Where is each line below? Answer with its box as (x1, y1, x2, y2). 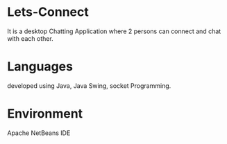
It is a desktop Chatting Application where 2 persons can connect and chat (7, 27, 221, 35)
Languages (7, 59, 73, 75)
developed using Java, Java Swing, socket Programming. (7, 81, 171, 90)
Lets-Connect (7, 4, 89, 20)
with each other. (7, 34, 53, 42)
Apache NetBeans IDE (7, 129, 71, 137)
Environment (7, 106, 83, 122)
